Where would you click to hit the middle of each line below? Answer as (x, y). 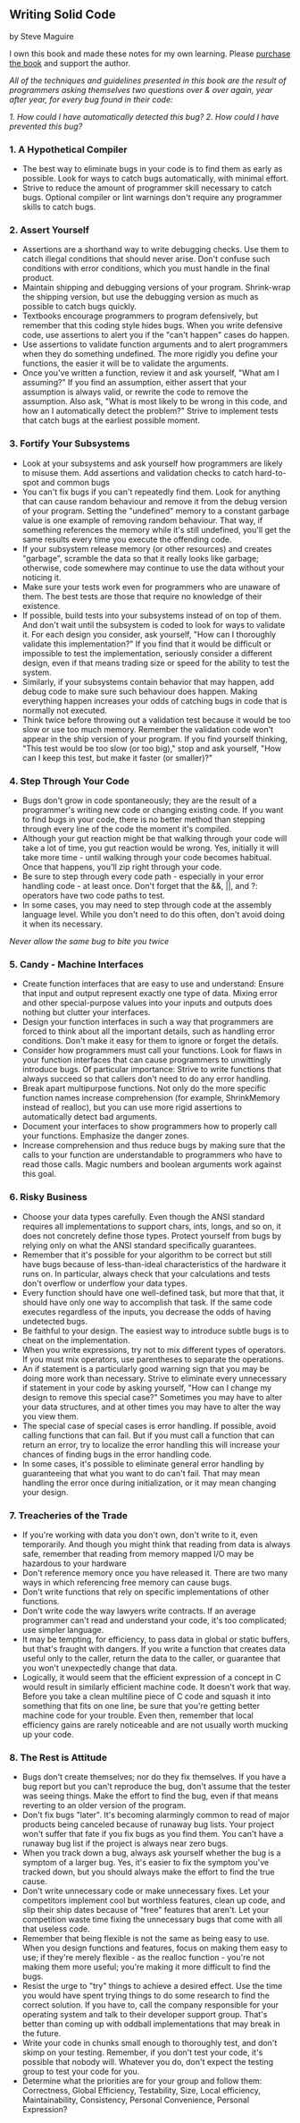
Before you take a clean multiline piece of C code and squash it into (146, 1696)
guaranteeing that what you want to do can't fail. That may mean (141, 1473)
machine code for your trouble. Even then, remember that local (138, 1715)
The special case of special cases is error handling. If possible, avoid (149, 1425)
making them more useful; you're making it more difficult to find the (146, 1967)
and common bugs (75, 482)
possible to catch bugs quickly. (79, 307)
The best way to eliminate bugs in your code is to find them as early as (152, 169)
